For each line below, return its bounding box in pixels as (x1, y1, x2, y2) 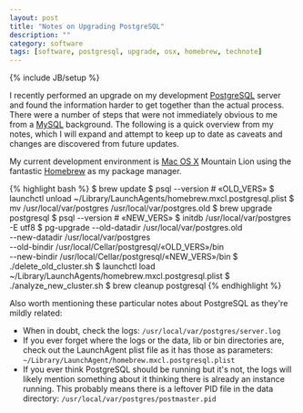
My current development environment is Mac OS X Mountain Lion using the (9, 156, 292, 167)
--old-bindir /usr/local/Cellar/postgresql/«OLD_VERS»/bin (9, 242, 225, 253)
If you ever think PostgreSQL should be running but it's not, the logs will (22, 364, 292, 375)
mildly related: (9, 307, 63, 319)
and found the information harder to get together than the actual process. (9, 99, 285, 110)
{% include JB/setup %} (9, 72, 100, 83)
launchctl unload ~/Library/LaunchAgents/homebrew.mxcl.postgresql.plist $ (9, 193, 295, 204)
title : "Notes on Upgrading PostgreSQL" (9, 22, 166, 31)
